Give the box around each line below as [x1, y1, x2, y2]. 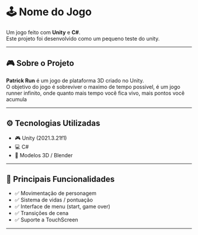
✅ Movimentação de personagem [14, 190, 97, 197]
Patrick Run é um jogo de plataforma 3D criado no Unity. [6, 77, 144, 84]
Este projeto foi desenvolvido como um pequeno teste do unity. [6, 35, 160, 42]
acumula [6, 95, 27, 102]
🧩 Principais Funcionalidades [6, 174, 115, 184]
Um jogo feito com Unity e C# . [6, 28, 81, 36]
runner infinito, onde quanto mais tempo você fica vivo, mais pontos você [6, 90, 185, 97]
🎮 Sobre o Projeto [6, 58, 75, 68]
